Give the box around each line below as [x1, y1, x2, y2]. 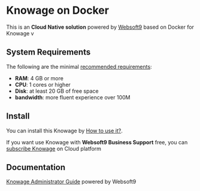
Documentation [6, 162, 66, 172]
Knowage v [6, 29, 34, 37]
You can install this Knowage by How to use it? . [6, 127, 123, 134]
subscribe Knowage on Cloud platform [6, 145, 102, 152]
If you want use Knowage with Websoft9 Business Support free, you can [6, 138, 188, 145]
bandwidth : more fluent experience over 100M [14, 93, 131, 101]
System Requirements [6, 47, 91, 57]
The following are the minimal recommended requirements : [6, 63, 152, 70]
